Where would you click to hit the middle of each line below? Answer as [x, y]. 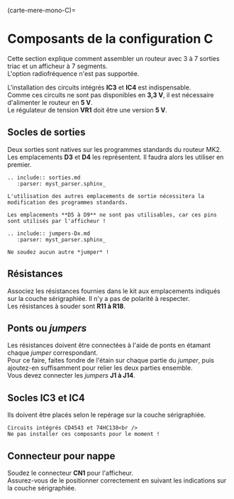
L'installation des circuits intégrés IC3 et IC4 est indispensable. [99, 87]
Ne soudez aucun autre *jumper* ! [58, 252]
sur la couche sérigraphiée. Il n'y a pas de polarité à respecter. [99, 298]
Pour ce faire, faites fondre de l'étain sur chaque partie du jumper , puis [111, 361]
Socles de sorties [46, 132]
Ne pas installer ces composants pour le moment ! [84, 434]
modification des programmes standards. [68, 202]
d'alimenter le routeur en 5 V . [50, 102]
